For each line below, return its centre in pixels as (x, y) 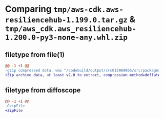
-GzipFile (15, 106)
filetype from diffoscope (43, 90)
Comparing (28, 9)
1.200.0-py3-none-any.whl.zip (66, 37)
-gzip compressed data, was (34, 70)
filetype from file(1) (35, 55)
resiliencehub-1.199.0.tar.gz (66, 20)
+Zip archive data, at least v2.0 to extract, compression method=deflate (83, 75)
